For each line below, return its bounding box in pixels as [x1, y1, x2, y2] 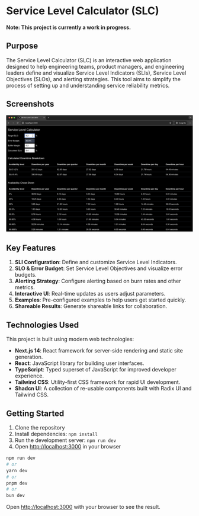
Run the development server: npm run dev [14, 437, 117, 444]
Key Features [6, 243, 56, 253]
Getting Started [6, 408, 65, 418]
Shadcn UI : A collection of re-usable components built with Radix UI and [14, 385, 192, 392]
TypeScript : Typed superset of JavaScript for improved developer [14, 366, 176, 373]
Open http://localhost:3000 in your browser [14, 443, 121, 450]
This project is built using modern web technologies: [6, 336, 134, 343]
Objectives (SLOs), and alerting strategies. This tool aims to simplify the [6, 75, 181, 82]
